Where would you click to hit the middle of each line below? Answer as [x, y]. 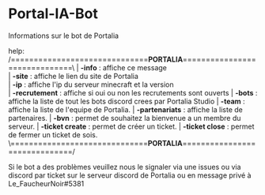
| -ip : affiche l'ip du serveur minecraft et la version [91, 84]
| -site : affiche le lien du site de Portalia [73, 76]
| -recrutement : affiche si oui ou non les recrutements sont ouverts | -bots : [133, 92]
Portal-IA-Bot [53, 14]
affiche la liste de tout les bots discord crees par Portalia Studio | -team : [127, 101]
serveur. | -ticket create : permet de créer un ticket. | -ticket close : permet [131, 126]
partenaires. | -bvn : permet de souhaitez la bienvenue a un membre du [125, 118]
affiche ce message [135, 67]
